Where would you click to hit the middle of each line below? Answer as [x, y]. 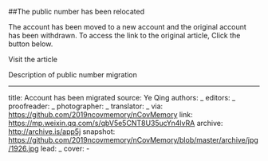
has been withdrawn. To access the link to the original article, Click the [124, 35]
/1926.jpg [24, 148]
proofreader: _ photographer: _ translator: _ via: [86, 106]
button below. [31, 44]
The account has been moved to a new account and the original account [128, 27]
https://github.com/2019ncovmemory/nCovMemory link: [100, 114]
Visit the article [33, 59]
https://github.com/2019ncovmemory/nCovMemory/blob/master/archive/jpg [134, 140]
